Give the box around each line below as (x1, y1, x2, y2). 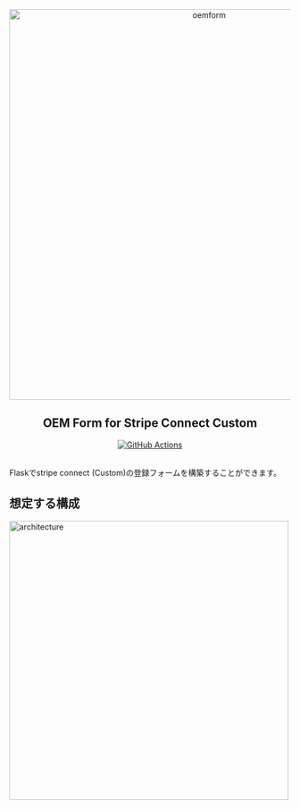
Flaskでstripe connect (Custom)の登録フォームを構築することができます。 (9, 467, 282, 478)
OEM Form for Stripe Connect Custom (43, 415, 257, 431)
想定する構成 (9, 496, 80, 512)
